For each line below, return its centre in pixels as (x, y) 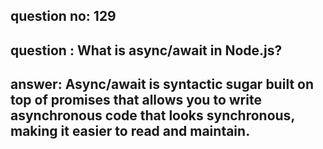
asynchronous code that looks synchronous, (152, 115)
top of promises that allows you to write (136, 100)
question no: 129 (63, 16)
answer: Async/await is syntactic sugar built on (162, 84)
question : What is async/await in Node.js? (146, 50)
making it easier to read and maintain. (130, 131)
